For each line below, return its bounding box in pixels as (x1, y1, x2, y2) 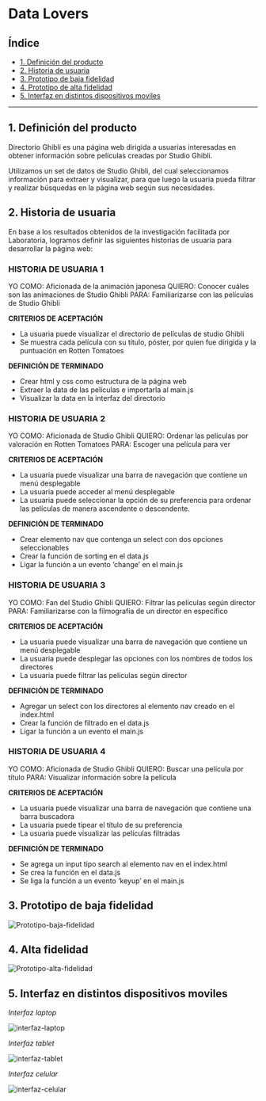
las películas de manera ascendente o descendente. (19, 504, 190, 513)
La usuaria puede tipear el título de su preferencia (19, 820, 183, 829)
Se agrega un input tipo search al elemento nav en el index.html (19, 859, 228, 868)
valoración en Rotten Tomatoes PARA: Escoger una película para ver (8, 440, 231, 449)
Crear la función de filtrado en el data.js (19, 718, 150, 727)
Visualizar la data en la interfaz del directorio (19, 393, 166, 402)
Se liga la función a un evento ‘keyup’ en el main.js (19, 876, 184, 886)
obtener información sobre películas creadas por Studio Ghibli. (8, 150, 213, 160)
